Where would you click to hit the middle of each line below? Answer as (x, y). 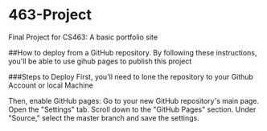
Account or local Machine (51, 85)
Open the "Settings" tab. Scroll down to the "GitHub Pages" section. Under (132, 109)
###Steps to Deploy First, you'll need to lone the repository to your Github (131, 76)
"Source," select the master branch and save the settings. (104, 117)
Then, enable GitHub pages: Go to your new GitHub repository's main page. (134, 100)
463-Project (50, 15)
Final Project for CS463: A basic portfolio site (83, 37)
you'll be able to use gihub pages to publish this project (100, 61)
